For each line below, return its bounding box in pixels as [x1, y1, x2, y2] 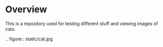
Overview [5, 4, 47, 15]
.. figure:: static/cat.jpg [5, 36, 53, 42]
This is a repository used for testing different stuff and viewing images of [5, 20, 158, 27]
